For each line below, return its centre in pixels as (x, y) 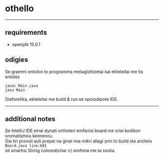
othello (20, 9)
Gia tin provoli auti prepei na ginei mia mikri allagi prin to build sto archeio (79, 141)
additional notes (30, 119)
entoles (13, 77)
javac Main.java (21, 86)
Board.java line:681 (26, 146)
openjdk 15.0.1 (26, 44)
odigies (17, 60)
